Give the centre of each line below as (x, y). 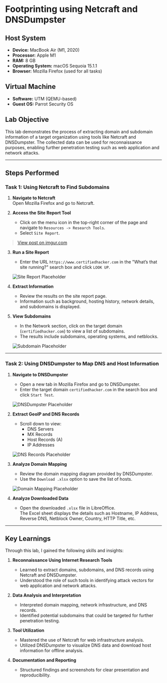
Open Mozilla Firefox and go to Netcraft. (53, 203)
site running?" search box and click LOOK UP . (65, 267)
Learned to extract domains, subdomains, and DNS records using (87, 570)
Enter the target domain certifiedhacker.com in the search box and (88, 389)
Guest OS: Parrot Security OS (43, 104)
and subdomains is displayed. (50, 307)
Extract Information (33, 286)
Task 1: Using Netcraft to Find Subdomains (57, 187)
